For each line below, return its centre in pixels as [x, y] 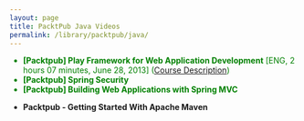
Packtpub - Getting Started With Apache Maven [115, 107]
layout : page [34, 18]
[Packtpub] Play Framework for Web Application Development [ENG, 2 [158, 61]
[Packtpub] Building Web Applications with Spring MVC [130, 90]
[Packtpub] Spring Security [76, 80]
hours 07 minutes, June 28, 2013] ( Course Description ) [126, 70]
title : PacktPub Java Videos [65, 26]
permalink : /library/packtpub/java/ [79, 35]
